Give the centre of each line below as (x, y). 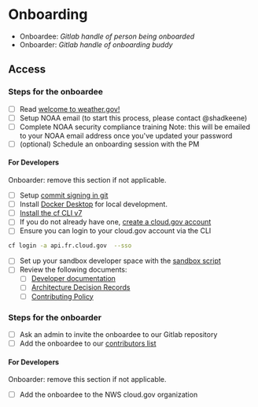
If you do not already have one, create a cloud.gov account (115, 222)
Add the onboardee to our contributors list (88, 343)
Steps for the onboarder (55, 317)
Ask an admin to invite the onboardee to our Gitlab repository (118, 334)
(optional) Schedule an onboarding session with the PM (109, 144)
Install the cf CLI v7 (51, 213)
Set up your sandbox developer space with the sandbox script (120, 261)
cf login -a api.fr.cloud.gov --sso (70, 246)
